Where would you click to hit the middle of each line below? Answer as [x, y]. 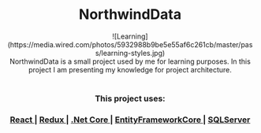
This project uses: [130, 98]
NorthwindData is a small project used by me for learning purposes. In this [130, 61]
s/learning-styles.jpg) [130, 53]
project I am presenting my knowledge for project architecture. [130, 69]
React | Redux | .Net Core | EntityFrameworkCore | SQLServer [130, 120]
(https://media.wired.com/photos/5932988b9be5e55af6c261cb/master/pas [130, 44]
